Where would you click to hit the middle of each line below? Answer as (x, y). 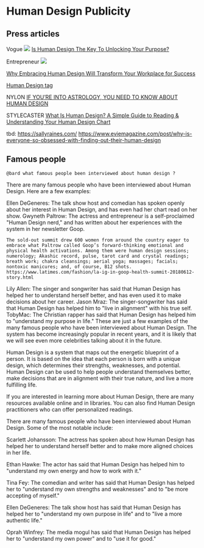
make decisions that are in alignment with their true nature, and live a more (100, 378)
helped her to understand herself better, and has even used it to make (94, 295)
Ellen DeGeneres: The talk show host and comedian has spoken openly (95, 203)
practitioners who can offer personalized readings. (70, 409)
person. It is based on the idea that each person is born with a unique (93, 358)
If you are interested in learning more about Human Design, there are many (100, 396)
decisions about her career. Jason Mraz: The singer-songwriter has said (97, 301)
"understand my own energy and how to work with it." (74, 471)
